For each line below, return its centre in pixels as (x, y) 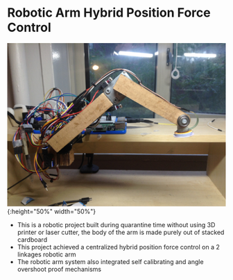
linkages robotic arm (46, 254)
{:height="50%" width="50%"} (52, 211)
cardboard (32, 239)
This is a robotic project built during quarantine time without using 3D (116, 224)
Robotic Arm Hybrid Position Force (109, 13)
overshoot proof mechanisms (59, 269)
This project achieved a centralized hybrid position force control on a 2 (118, 247)
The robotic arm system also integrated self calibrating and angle (110, 261)
